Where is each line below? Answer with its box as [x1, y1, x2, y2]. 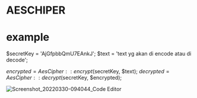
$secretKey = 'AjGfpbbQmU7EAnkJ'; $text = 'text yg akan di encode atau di [6, 50, 192, 57]
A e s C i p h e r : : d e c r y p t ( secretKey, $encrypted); [6, 74, 122, 81]
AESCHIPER [6, 4, 66, 17]
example [6, 31, 50, 44]
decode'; [6, 57, 28, 64]
